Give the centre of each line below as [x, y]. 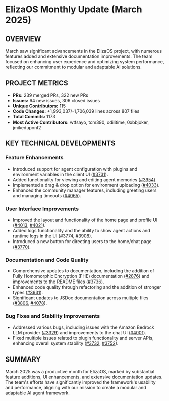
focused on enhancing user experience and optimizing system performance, [85, 62]
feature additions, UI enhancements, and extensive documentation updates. [84, 377]
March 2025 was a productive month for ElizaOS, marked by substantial [80, 372]
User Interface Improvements [42, 209]
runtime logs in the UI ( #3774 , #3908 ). [52, 236]
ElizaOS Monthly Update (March [74, 9]
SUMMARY [23, 359]
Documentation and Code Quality [47, 260]
